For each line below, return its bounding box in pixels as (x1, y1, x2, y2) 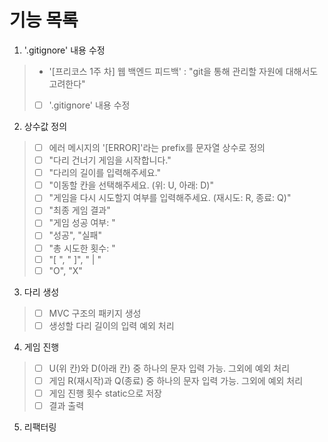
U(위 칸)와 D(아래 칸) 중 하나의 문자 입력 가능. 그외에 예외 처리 (48, 362, 291, 374)
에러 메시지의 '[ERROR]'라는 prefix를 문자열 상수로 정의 (48, 142, 266, 153)
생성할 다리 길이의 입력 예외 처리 (48, 319, 175, 331)
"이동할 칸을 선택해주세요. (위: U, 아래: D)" (48, 179, 214, 191)
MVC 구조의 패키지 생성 (48, 307, 142, 319)
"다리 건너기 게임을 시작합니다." (48, 154, 172, 166)
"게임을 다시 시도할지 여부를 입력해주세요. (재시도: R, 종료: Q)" (48, 192, 292, 204)
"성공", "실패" (48, 229, 103, 241)
